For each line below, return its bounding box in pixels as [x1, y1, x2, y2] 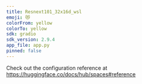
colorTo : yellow [6, 25, 47, 32]
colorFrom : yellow [6, 20, 52, 26]
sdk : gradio [6, 31, 36, 37]
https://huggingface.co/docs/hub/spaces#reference [6, 70, 136, 78]
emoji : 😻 [6, 14, 30, 20]
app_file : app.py [6, 43, 50, 49]
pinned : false [6, 48, 42, 54]
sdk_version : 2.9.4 [6, 37, 55, 43]
